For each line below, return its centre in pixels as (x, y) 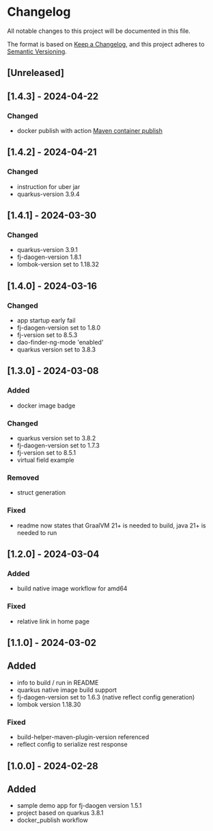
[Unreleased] (36, 73)
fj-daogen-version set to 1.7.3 (58, 445)
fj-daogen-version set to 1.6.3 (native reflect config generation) (106, 697)
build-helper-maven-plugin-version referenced (83, 737)
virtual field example (45, 460)
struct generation (41, 493)
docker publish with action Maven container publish (89, 131)
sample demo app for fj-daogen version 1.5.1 (79, 806)
